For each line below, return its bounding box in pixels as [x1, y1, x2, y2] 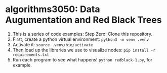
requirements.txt [12, 52, 50, 57]
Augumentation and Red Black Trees [5, 14, 162, 26]
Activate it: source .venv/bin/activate [12, 41, 93, 47]
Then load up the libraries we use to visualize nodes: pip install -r [12, 47, 156, 53]
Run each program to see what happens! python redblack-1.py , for [12, 56, 153, 62]
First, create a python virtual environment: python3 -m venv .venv [12, 36, 149, 42]
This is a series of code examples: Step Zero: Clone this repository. [12, 31, 153, 37]
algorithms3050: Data [5, 4, 100, 15]
